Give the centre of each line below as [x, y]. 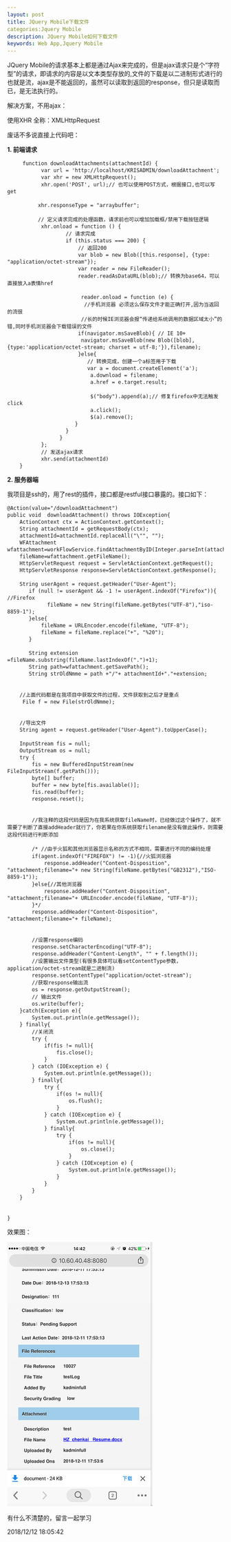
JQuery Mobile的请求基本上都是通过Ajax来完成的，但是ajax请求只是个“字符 [113, 65]
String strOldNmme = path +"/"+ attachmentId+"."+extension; [118, 674]
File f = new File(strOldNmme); [69, 702]
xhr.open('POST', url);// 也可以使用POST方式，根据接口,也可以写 [128, 185]
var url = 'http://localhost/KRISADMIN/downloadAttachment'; [130, 170]
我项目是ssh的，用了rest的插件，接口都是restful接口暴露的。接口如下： [108, 494]
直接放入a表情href [30, 284]
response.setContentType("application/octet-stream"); [112, 976]
